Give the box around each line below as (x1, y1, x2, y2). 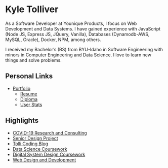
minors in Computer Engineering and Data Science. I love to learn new (5, 52, 152, 58)
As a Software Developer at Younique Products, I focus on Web (5, 20, 137, 26)
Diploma (20, 96, 38, 102)
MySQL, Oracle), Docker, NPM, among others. (5, 37, 101, 43)
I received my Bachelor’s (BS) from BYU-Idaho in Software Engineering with (5, 46, 163, 52)
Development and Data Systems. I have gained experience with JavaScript (5, 25, 161, 31)
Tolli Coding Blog (12, 141, 49, 147)
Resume (20, 90, 37, 97)
